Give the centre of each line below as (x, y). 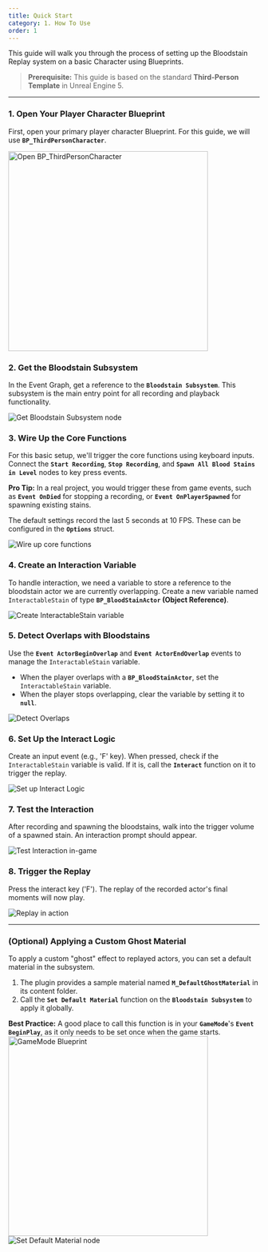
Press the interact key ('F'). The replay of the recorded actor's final (118, 889)
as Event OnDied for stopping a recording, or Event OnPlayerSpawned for (125, 496)
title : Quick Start (41, 16)
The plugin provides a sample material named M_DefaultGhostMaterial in (139, 983)
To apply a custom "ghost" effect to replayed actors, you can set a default (130, 959)
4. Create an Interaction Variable (73, 565)
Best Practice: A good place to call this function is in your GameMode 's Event (131, 1023)
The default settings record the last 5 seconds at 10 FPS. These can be (125, 520)
